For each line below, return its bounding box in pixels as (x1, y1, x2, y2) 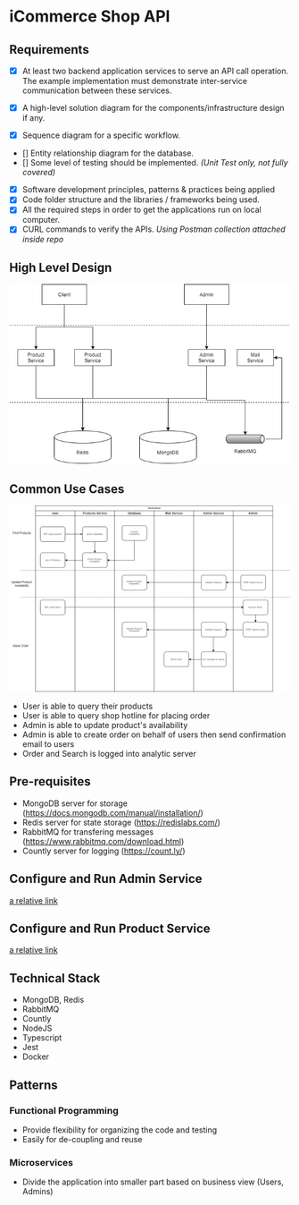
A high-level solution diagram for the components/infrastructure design (21, 103, 285, 114)
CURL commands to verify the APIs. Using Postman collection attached (21, 224, 286, 234)
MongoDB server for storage (21, 798, 128, 809)
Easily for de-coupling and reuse (21, 1133, 143, 1144)
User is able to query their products (21, 700, 154, 711)
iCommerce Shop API (9, 6, 170, 27)
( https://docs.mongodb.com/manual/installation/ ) (21, 807, 203, 818)
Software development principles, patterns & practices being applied (21, 184, 275, 195)
